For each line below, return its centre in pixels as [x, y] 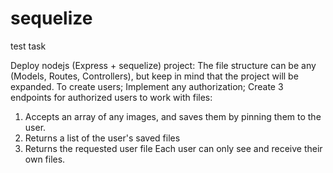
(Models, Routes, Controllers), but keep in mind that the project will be [154, 76]
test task [28, 46]
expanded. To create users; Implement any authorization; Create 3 [147, 86]
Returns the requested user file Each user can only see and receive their [173, 148]
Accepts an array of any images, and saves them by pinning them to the [173, 116]
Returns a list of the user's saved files [102, 138]
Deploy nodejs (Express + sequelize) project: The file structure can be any [163, 65]
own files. [45, 159]
